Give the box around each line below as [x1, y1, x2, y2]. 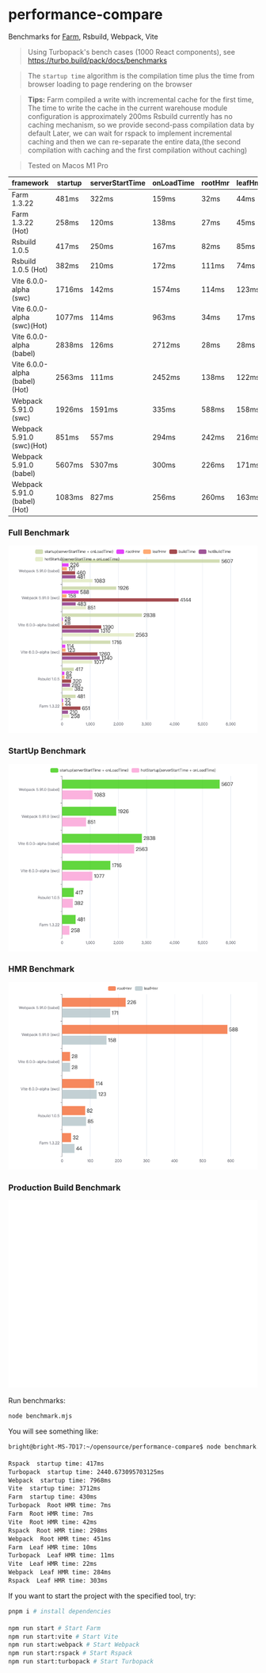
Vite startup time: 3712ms [8, 1485, 101, 1493]
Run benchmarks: [8, 1396, 66, 1406]
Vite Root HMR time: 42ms [8, 1518, 97, 1526]
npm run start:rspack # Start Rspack [8, 1649, 133, 1657]
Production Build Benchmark [8, 1182, 121, 1193]
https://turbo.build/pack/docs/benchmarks [27, 56, 168, 65]
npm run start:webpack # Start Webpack [8, 1640, 140, 1649]
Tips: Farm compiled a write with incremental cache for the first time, [27, 94, 254, 104]
